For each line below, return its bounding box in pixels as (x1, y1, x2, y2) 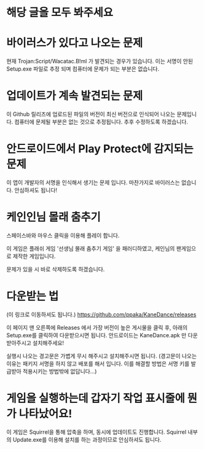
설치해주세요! (33, 339, 65, 346)
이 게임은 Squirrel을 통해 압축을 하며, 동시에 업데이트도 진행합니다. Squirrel (6, 428, 187, 435)
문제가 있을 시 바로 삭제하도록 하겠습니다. (6, 265, 105, 273)
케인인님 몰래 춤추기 (6, 210, 101, 224)
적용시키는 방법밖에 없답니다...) (22, 367, 97, 375)
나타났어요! (18, 407, 73, 421)
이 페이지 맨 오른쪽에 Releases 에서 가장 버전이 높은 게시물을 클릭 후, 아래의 (6, 324, 188, 331)
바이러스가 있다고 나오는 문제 (6, 36, 143, 50)
